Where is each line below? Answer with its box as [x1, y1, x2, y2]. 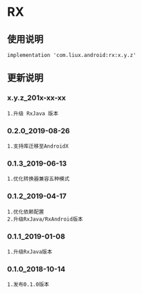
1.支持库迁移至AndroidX [7, 142, 69, 150]
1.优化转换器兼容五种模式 [7, 176, 70, 183]
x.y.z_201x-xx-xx [7, 93, 67, 103]
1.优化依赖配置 [7, 208, 45, 215]
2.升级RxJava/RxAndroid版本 [7, 216, 84, 223]
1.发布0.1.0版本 [7, 281, 49, 289]
